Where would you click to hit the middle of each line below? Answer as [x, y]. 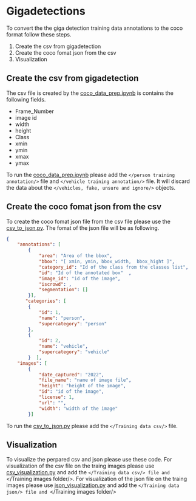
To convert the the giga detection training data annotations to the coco [95, 28]
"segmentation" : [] [63, 290]
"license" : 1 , [56, 397]
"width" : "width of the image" [78, 409]
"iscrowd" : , [55, 284]
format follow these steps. [39, 34]
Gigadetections [46, 11]
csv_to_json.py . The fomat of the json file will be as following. [83, 228]
